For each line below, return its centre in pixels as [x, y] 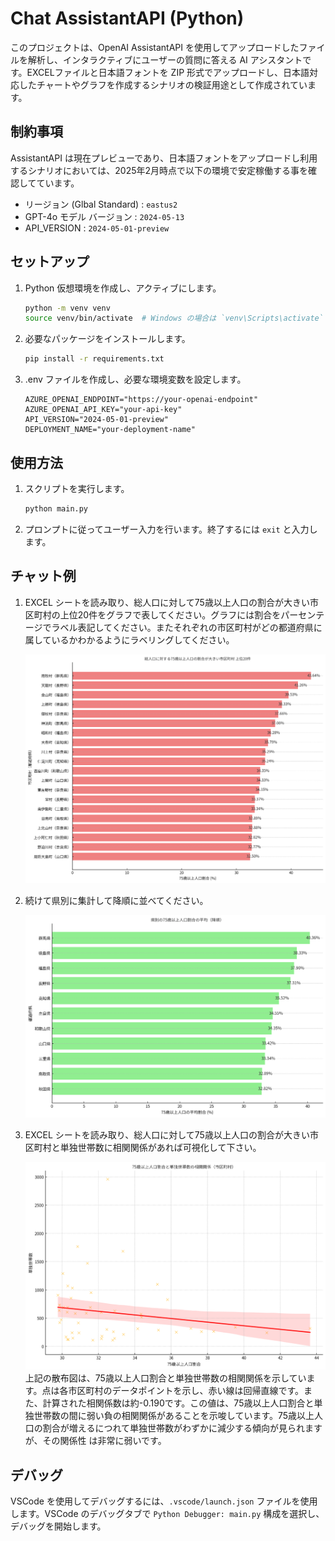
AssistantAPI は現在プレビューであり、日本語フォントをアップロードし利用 [164, 158]
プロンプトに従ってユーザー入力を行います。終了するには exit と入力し [171, 529]
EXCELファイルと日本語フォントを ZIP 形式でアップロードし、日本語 [168, 72]
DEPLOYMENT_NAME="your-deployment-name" [110, 430]
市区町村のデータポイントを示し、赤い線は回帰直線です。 [186, 1391]
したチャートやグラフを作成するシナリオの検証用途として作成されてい [163, 84]
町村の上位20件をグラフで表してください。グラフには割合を [157, 614]
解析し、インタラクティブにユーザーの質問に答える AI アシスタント [165, 59]
